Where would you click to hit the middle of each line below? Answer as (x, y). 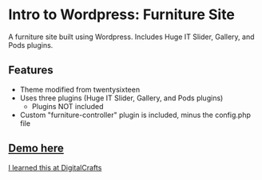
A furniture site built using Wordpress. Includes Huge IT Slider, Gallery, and (131, 37)
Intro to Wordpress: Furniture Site (122, 15)
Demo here (36, 149)
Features (31, 70)
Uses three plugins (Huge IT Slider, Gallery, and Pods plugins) (121, 98)
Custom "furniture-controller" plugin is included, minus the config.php (135, 115)
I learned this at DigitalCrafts (55, 167)
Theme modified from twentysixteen (80, 89)
